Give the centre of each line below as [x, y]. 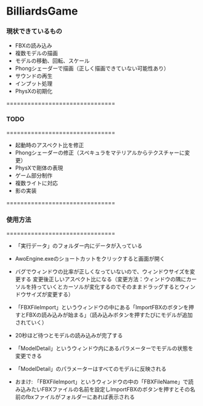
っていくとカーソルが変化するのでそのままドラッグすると [108, 287]
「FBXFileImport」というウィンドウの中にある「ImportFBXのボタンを [102, 308]
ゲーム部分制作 [34, 175]
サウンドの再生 [34, 76]
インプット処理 [34, 84]
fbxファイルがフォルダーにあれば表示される [80, 397]
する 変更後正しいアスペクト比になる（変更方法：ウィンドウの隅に [103, 279]
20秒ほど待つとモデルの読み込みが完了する [69, 335]
